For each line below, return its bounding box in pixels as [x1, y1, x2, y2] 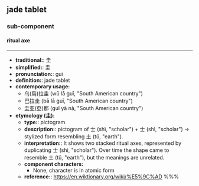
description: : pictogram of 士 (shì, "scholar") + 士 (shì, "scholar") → [24, 125, 190, 132]
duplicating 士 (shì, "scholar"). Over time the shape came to [24, 147, 169, 154]
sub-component [6, 22, 55, 31]
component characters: [24, 160, 84, 167]
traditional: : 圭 [15, 56, 51, 64]
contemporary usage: [15, 82, 70, 90]
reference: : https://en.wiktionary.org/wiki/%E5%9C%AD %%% [24, 173, 180, 180]
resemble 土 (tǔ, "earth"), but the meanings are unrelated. [24, 154, 165, 161]
